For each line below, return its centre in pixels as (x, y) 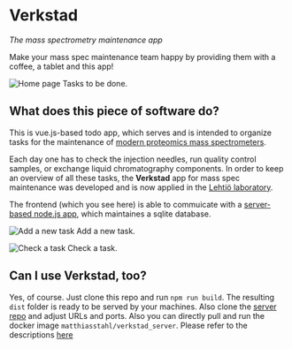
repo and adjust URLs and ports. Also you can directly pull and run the (137, 315)
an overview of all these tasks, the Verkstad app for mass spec (125, 178)
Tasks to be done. (95, 83)
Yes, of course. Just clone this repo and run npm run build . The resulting (142, 297)
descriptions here (41, 334)
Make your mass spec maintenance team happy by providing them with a (142, 57)
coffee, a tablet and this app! (61, 66)
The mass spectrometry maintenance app (86, 40)
